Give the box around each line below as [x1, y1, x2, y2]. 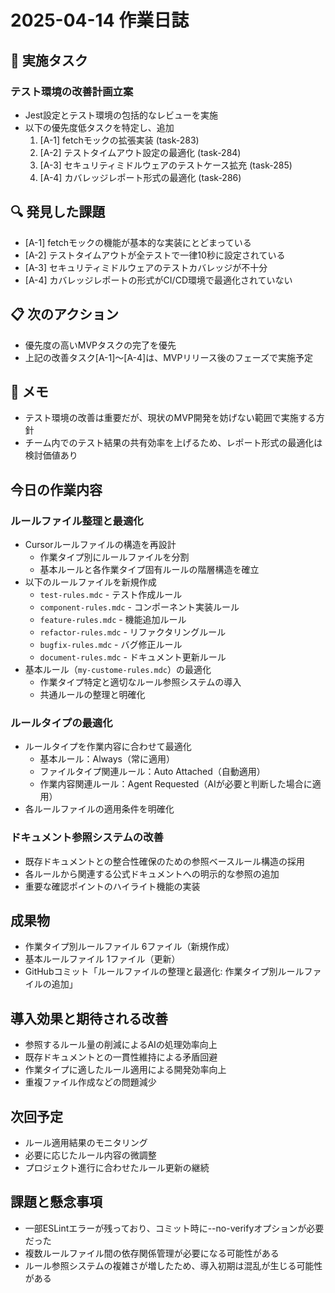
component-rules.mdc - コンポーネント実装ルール [39, 601, 240, 613]
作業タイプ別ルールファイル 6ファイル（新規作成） [24, 941, 235, 953]
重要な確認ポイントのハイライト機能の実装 [24, 880, 201, 892]
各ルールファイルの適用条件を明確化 [24, 803, 175, 815]
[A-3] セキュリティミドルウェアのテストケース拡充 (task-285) [39, 159, 293, 171]
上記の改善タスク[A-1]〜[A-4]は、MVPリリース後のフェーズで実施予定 [24, 351, 314, 363]
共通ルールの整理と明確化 [39, 689, 146, 700]
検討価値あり [24, 449, 78, 461]
